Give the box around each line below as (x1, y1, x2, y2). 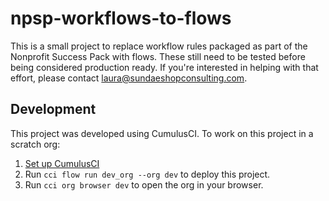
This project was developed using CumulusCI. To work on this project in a (10, 127, 314, 139)
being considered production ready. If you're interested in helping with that (10, 61, 319, 73)
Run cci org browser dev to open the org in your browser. (24, 178, 264, 191)
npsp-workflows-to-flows (10, 7, 232, 30)
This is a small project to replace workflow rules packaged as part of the (10, 40, 308, 52)
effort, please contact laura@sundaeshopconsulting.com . (10, 72, 248, 84)
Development (10, 101, 97, 118)
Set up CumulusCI (24, 157, 100, 169)
